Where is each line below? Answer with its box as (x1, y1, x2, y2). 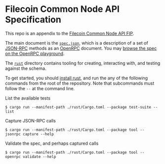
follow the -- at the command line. (5, 85, 75, 91)
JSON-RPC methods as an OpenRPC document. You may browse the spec (5, 45, 157, 51)
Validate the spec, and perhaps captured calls (5, 140, 99, 146)
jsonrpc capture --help (5, 131, 54, 137)
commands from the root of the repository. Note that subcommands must (5, 80, 155, 86)
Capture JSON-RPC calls (5, 117, 56, 123)
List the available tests (5, 95, 51, 101)
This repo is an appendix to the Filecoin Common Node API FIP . (5, 30, 134, 36)
